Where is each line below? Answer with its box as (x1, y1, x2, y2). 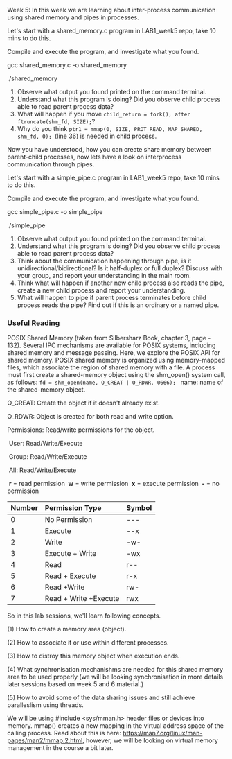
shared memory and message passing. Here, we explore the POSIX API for (7, 349, 220, 357)
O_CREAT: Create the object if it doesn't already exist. (7, 399, 161, 408)
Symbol (125, 503, 152, 513)
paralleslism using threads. (7, 701, 84, 709)
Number (10, 503, 38, 513)
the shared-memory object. (7, 385, 86, 394)
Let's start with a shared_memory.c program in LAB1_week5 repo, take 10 (7, 27, 216, 35)
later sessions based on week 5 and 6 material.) (7, 680, 144, 688)
